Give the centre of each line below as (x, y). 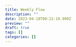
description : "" (22, 14)
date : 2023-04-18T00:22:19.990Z (38, 19)
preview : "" (17, 23)
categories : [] (21, 37)
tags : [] (14, 32)
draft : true (17, 28)
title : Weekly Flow (25, 10)
